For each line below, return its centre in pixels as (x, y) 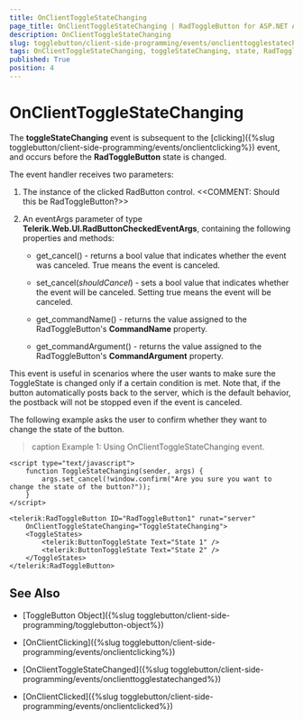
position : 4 (32, 69)
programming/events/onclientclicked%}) (98, 706)
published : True (40, 60)
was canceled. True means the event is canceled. (128, 265)
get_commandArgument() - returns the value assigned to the (149, 346)
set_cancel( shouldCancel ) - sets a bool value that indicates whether (162, 282)
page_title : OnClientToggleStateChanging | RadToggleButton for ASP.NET (149, 26)
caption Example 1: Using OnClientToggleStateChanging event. (148, 447)
